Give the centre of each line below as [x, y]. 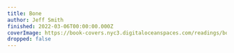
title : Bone [24, 13]
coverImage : [24, 33]
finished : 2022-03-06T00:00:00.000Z [60, 26]
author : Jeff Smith [36, 20]
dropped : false [29, 39]
